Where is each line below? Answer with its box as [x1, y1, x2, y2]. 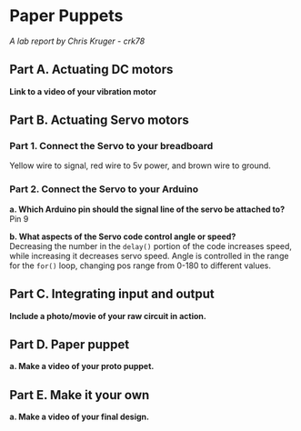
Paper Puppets [9, 5, 124, 26]
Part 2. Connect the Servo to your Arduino [9, 183, 198, 195]
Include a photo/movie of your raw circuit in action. [9, 310, 206, 321]
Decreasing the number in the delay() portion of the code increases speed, [9, 240, 293, 251]
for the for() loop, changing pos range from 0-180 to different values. [9, 260, 271, 271]
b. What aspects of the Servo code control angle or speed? [9, 231, 236, 242]
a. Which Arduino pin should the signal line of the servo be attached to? [9, 204, 286, 215]
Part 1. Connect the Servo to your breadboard [9, 140, 214, 153]
